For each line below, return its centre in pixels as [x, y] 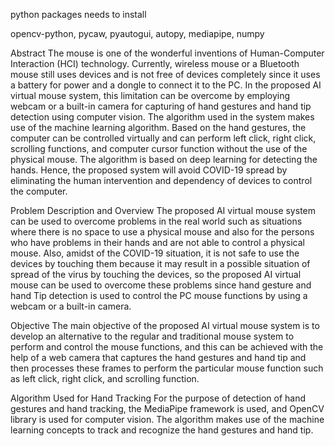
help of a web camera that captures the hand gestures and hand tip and [158, 357]
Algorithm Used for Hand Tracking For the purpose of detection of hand [158, 398]
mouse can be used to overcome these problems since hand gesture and [161, 285]
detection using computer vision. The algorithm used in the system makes [162, 117]
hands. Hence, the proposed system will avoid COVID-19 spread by [149, 170]
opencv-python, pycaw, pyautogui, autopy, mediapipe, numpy [137, 33]
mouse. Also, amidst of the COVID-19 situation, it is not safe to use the [155, 253]
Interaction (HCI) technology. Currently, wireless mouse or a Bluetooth [155, 63]
